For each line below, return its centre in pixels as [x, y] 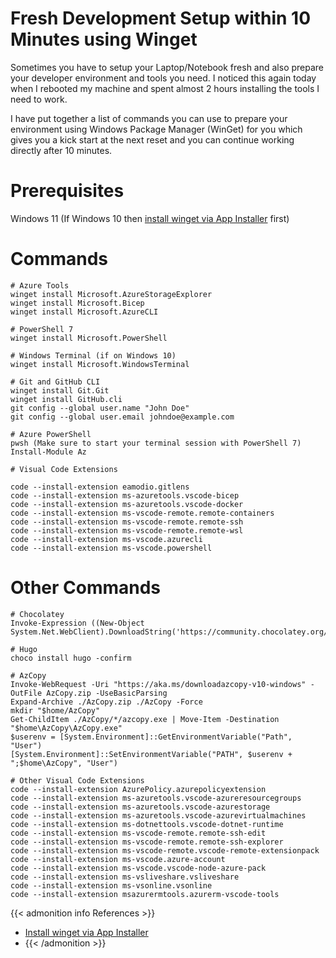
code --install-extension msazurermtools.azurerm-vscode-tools [145, 894]
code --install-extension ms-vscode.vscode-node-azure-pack [138, 868]
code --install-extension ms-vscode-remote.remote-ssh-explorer [147, 842]
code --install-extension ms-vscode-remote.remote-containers [142, 513]
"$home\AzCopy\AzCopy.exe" [66, 728]
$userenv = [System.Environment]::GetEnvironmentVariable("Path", [151, 737]
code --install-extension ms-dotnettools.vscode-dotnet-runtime [147, 824]
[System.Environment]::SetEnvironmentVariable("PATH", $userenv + [151, 754]
